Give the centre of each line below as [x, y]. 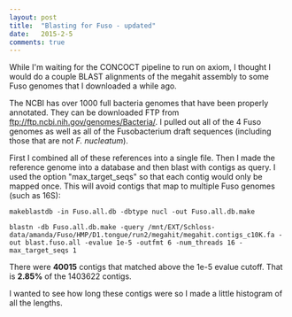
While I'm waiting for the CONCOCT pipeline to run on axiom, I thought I [140, 67]
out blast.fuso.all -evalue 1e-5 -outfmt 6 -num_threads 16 [123, 243]
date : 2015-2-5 [41, 34]
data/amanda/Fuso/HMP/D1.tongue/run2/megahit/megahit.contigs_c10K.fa [142, 236]
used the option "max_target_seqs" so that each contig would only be [136, 177]
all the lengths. [36, 303]
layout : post [33, 17]
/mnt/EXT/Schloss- [181, 228]
